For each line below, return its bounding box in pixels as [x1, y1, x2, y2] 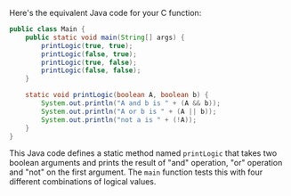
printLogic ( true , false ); [41, 58, 138, 67]
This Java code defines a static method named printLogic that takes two [9, 148, 278, 159]
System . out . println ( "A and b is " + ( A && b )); [41, 99, 221, 108]
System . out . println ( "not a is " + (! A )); [41, 115, 198, 124]
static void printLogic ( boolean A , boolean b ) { [25, 91, 209, 100]
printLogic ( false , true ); [41, 49, 138, 59]
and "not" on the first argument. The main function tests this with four [9, 167, 263, 177]
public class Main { [9, 25, 86, 34]
